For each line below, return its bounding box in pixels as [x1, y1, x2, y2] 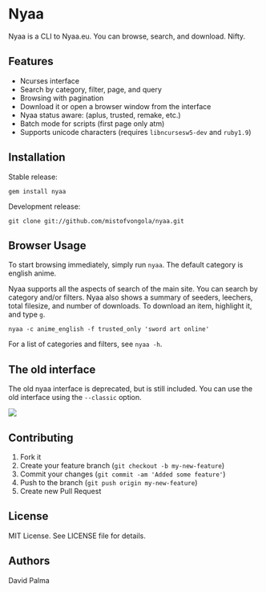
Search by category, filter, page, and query [19, 84, 163, 94]
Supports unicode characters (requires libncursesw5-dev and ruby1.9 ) [19, 127, 252, 137]
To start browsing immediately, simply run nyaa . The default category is [8, 260, 244, 270]
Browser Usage [8, 239, 87, 252]
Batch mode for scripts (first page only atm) [19, 118, 165, 129]
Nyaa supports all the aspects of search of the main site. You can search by [8, 284, 258, 294]
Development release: [8, 202, 81, 211]
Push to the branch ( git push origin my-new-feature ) [19, 478, 198, 487]
